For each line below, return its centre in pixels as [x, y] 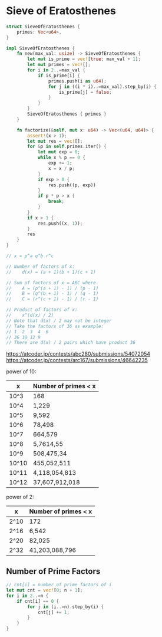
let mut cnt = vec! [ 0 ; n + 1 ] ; [44, 590]
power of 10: [21, 372]
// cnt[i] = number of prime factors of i [59, 585]
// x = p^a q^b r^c [30, 256]
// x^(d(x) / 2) [30, 316]
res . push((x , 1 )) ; [60, 223]
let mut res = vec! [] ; [55, 141]
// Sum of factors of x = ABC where [51, 283]
